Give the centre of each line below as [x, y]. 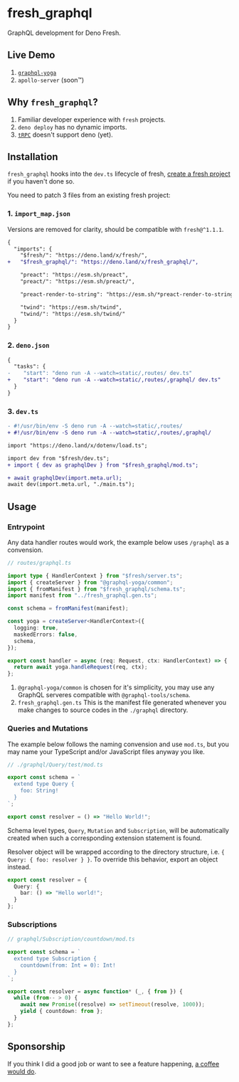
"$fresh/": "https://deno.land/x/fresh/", [84, 255]
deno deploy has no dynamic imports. [72, 127]
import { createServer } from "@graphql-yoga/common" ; [90, 582]
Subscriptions [32, 924]
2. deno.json [28, 345]
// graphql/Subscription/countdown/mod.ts [71, 939]
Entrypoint [26, 526]
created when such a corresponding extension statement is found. [105, 838]
